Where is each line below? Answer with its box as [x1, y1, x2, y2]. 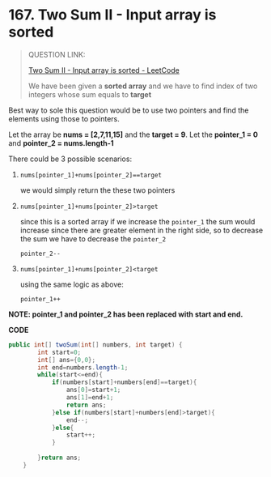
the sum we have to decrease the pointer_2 [19, 233, 167, 244]
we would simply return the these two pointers [19, 185, 176, 195]
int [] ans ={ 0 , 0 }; [37, 356, 95, 364]
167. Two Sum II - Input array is [8, 6, 217, 24]
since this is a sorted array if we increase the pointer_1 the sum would [19, 216, 256, 226]
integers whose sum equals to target [28, 89, 152, 99]
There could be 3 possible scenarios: [8, 154, 132, 164]
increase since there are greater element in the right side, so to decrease [19, 225, 264, 235]
